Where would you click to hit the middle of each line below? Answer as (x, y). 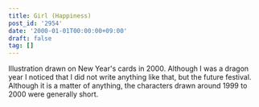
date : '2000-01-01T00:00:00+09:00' (68, 31)
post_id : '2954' (35, 23)
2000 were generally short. (53, 94)
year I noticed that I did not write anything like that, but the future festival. (130, 77)
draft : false (30, 38)
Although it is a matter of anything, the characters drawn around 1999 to (128, 86)
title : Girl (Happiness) (50, 16)
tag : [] (21, 46)
